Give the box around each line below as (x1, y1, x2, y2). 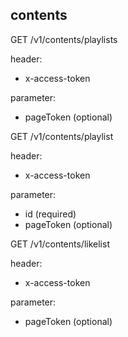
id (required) (24, 208, 77, 220)
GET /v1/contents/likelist (10, 238, 110, 250)
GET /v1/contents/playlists (10, 33, 118, 45)
